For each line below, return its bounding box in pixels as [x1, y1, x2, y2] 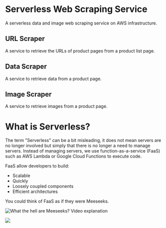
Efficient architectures [12, 188, 58, 194]
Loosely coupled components [12, 183, 74, 189]
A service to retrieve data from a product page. [5, 75, 102, 81]
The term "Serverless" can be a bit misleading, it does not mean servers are [5, 137, 162, 143]
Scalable [12, 172, 31, 178]
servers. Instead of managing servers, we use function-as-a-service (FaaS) [5, 148, 161, 154]
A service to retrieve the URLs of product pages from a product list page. [5, 47, 156, 53]
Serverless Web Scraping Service [5, 3, 148, 15]
